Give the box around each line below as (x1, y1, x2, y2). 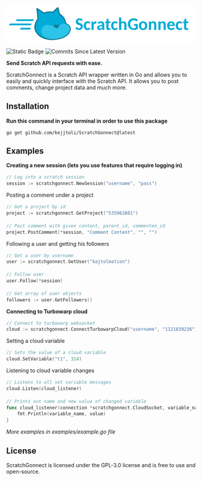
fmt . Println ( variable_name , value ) (17, 411, 106, 417)
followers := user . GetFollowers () (6, 296, 93, 303)
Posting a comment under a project (6, 191, 94, 199)
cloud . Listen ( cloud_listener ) (6, 385, 82, 391)
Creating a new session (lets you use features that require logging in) (6, 162, 183, 169)
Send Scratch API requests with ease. (6, 59, 103, 67)
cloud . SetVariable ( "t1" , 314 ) (6, 356, 82, 362)
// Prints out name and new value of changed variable (6, 398, 147, 404)
